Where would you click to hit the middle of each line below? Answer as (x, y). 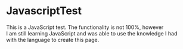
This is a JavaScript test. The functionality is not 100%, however (85, 27)
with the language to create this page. (53, 40)
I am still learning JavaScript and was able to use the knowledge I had (92, 33)
